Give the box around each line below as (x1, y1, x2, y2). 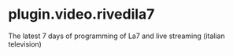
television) (8, 39, 42, 48)
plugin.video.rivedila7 (8, 5, 155, 23)
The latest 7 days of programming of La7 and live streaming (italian (8, 31, 226, 40)
